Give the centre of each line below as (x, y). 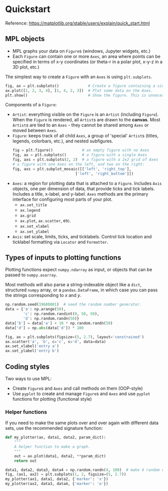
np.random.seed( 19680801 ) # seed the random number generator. (73, 304)
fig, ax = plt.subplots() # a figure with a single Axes (80, 155)
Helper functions (26, 412)
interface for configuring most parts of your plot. (62, 199)
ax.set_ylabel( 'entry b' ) (32, 351)
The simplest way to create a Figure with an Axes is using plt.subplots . (79, 77)
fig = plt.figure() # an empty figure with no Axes (81, 150)
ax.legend (30, 210)
